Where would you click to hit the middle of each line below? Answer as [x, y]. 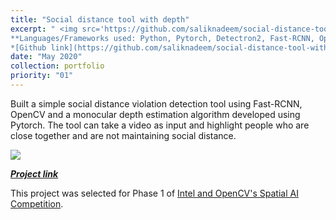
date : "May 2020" [46, 57]
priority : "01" [42, 76]
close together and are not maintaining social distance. [123, 135]
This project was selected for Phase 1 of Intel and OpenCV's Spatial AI [154, 193]
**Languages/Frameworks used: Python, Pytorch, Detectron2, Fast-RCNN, [162, 38]
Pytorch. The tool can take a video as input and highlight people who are [160, 125]
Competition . [37, 203]
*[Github [28, 47]
